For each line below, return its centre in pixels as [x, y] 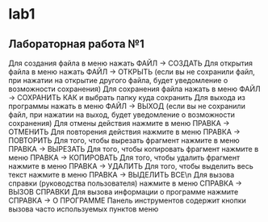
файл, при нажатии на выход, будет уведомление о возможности [122, 115]
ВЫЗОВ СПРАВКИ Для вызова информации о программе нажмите [124, 192]
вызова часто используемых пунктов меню [84, 209]
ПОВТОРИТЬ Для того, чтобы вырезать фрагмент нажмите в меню [124, 140]
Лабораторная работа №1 [77, 44]
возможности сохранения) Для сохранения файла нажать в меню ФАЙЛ [134, 89]
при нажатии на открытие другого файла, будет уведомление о [118, 80]
